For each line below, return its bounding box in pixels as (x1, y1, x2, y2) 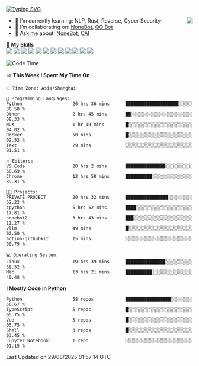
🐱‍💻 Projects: (6, 189, 38, 195)
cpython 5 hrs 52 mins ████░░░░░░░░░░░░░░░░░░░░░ (6, 205, 192, 211)
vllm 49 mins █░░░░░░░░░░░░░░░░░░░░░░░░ (6, 225, 192, 231)
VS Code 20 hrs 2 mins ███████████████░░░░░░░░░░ (6, 163, 192, 169)
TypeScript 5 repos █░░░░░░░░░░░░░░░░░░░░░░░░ (6, 307, 192, 313)
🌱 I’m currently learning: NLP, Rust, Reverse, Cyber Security (14, 17, 161, 24)
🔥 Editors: (6, 158, 34, 164)
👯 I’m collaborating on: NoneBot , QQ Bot (14, 24, 113, 30)
